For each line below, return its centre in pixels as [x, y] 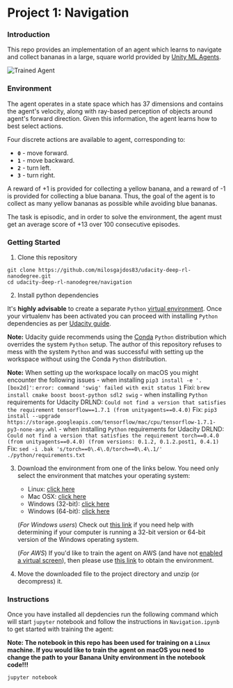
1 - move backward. [46, 160]
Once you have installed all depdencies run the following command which [113, 614]
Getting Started [34, 242]
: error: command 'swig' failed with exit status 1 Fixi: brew [121, 387]
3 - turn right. [36, 175]
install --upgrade [34, 416]
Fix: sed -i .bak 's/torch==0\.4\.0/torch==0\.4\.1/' [85, 449]
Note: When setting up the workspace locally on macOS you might [103, 373]
